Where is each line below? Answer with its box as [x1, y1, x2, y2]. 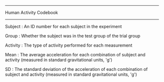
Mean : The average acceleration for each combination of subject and [5, 52, 145, 57]
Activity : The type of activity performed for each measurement [5, 42, 133, 48]
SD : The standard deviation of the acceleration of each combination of [5, 66, 148, 72]
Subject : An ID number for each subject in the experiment [5, 24, 122, 29]
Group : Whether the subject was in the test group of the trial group [5, 33, 141, 39]
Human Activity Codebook [5, 10, 58, 15]
